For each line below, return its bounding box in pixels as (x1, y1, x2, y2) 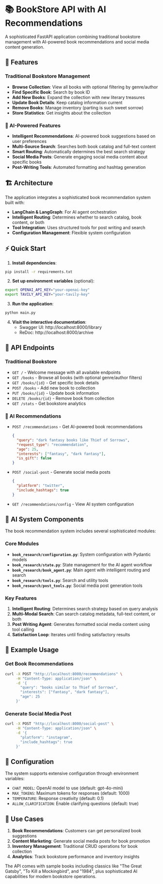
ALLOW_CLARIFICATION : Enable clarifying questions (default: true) (12, 801, 139, 806)
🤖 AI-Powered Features (5, 122, 61, 129)
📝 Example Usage (5, 646, 59, 654)
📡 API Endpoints (5, 343, 55, 352)
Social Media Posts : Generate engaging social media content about (12, 154, 148, 160)
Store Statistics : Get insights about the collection (12, 110, 111, 116)
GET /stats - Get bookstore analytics (12, 401, 86, 406)
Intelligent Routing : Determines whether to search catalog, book (12, 214, 142, 220)
